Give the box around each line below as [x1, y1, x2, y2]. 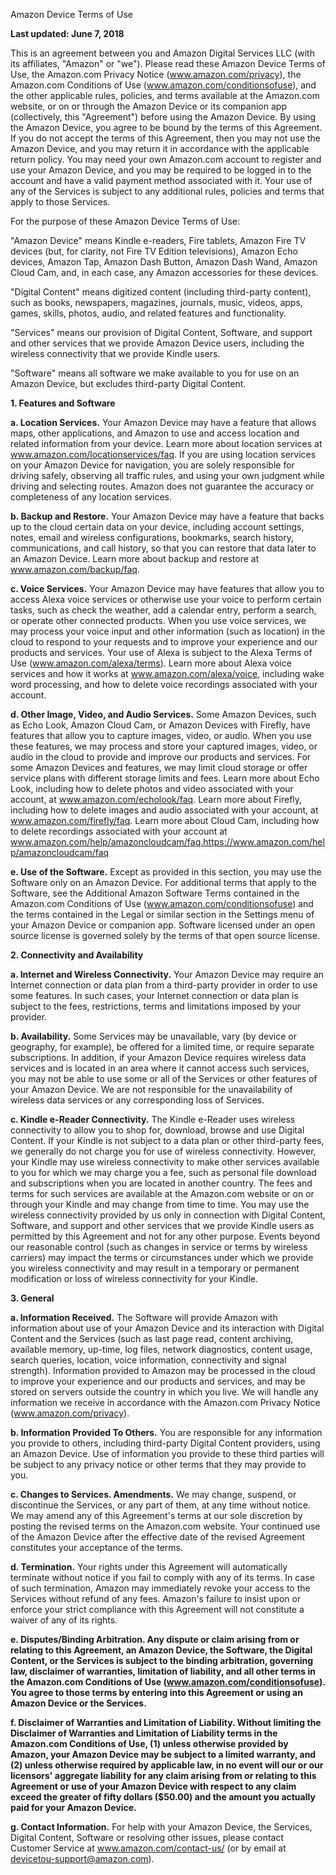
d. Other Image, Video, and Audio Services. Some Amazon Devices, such [10, 709, 317, 720]
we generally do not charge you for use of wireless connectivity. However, [10, 1145, 317, 1157]
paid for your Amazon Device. [10, 1802, 137, 1813]
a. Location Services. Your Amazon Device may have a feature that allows [10, 417, 317, 428]
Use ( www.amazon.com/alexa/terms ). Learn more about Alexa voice [10, 657, 292, 669]
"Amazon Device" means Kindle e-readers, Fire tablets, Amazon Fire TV [10, 235, 307, 246]
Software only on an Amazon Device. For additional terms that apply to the [10, 877, 317, 888]
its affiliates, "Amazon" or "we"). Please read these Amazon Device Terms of [10, 58, 326, 69]
